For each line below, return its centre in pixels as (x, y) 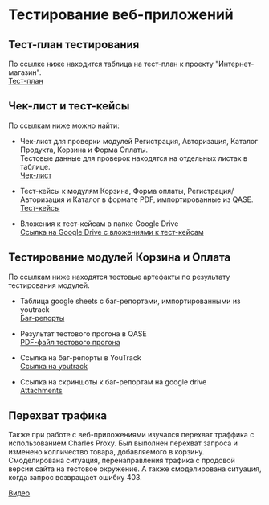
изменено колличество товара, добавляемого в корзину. (106, 452)
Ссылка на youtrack (54, 366)
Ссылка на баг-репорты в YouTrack (81, 357)
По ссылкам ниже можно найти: (64, 125)
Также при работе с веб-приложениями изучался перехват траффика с (131, 435)
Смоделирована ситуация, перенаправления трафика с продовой (122, 461)
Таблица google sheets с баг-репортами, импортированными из (130, 301)
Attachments (41, 390)
